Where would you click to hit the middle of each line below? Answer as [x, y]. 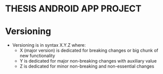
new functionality [37, 56]
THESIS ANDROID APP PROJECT [73, 9]
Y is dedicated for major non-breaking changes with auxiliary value [88, 61]
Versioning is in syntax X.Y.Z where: [49, 45]
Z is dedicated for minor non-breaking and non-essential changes [87, 66]
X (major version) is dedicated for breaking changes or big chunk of [89, 51]
